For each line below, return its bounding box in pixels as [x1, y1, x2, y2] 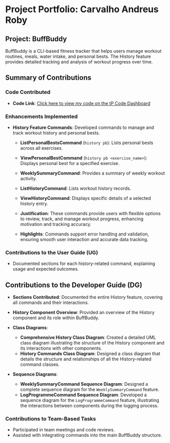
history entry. [20, 200, 48, 207]
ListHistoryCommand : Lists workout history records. [20, 185, 131, 191]
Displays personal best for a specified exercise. [20, 160, 120, 166]
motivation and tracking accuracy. [20, 221, 91, 227]
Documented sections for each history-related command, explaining [12, 260, 156, 267]
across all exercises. [20, 145, 63, 151]
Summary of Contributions [5, 74, 91, 82]
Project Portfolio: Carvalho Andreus [5, 4, 159, 15]
